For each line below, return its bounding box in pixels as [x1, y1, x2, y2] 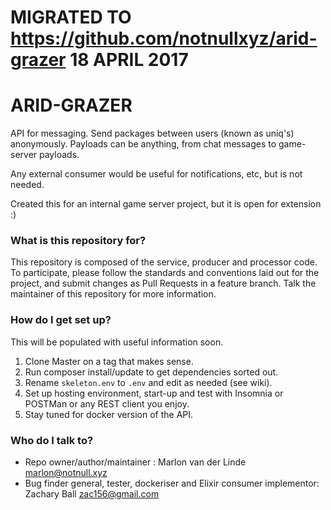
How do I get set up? [10, 313, 112, 327]
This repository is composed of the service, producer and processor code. [10, 256, 318, 268]
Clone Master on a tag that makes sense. [24, 355, 194, 367]
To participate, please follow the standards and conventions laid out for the [10, 267, 320, 279]
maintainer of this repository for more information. [10, 288, 217, 300]
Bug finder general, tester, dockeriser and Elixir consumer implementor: [24, 477, 320, 490]
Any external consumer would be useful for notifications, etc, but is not [10, 168, 303, 180]
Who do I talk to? [10, 433, 94, 447]
